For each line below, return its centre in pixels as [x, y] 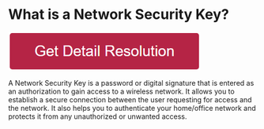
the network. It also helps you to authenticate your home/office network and [132, 108]
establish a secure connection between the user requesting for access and [130, 99]
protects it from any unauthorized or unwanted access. [98, 116]
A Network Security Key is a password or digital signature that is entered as [131, 83]
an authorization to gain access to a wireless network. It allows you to [121, 91]
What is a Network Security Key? [119, 15]
